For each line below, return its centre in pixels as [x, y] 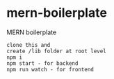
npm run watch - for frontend [50, 69]
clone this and [28, 45]
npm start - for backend [42, 63]
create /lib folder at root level [57, 51]
